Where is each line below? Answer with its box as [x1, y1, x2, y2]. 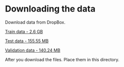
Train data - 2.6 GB [5, 28, 43, 34]
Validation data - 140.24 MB [5, 47, 61, 53]
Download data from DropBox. [5, 19, 65, 25]
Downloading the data [5, 3, 96, 14]
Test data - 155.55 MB [5, 38, 49, 44]
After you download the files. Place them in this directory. [5, 56, 120, 62]
